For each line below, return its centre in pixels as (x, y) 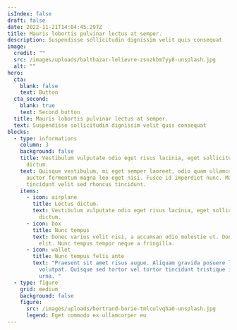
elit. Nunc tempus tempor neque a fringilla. (107, 243)
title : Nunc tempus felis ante (79, 257)
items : (30, 191)
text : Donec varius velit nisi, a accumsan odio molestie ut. (126, 237)
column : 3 (35, 145)
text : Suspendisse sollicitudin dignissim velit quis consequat (110, 125)
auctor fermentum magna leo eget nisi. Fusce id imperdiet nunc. (124, 178)
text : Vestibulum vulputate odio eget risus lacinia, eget (121, 211)
